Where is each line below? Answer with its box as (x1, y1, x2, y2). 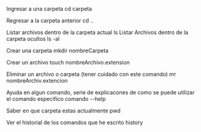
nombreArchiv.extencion (6, 77, 68, 84)
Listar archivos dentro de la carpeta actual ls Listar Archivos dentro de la (6, 29, 189, 36)
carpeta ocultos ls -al (6, 35, 60, 42)
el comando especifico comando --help (6, 96, 106, 102)
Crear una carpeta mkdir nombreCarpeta (6, 47, 108, 54)
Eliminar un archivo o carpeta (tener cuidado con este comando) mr (6, 71, 177, 78)
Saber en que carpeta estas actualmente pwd (6, 107, 121, 114)
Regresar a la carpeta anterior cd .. (6, 17, 94, 24)
